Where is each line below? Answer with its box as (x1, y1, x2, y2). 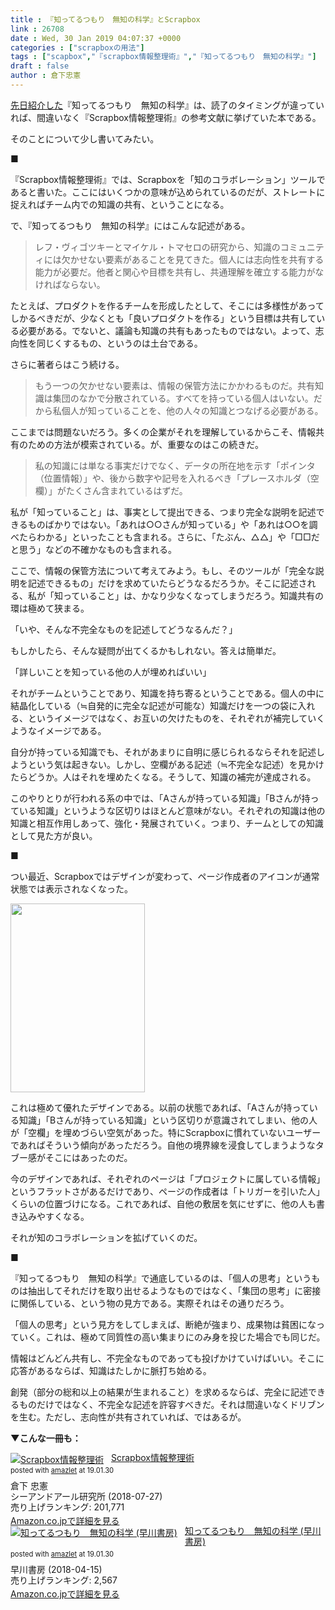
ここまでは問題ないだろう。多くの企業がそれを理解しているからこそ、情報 (10, 426, 316, 438)
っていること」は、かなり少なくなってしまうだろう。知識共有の (62, 589, 324, 601)
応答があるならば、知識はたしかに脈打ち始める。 (10, 1364, 212, 1376)
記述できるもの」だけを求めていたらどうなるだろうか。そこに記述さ (27, 577, 308, 589)
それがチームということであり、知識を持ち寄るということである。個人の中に (10, 687, 325, 699)
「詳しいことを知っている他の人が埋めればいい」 (10, 666, 212, 678)
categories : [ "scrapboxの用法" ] (10, 42, 145, 53)
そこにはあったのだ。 (44, 1151, 133, 1163)
